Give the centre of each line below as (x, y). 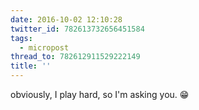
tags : (21, 38)
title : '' (31, 66)
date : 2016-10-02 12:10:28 (66, 19)
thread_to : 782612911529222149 (75, 57)
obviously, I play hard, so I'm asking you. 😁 (100, 94)
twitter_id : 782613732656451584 (77, 29)
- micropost (44, 47)
